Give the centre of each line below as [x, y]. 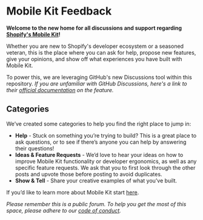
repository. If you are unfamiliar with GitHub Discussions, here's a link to [97, 84]
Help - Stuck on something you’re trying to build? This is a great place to [106, 135]
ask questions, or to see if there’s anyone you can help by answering [101, 142]
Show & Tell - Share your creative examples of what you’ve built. [96, 181]
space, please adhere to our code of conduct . [64, 210]
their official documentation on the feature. [60, 90]
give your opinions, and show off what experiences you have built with [95, 59]
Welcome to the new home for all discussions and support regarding [94, 28]
